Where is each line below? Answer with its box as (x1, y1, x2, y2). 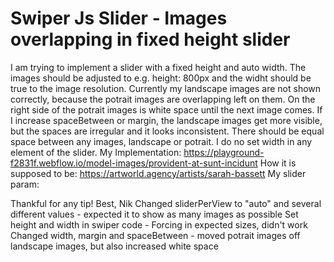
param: (10, 178, 40, 190)
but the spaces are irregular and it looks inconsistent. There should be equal (10, 125, 325, 137)
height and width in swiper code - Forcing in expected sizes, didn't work (10, 218, 308, 231)
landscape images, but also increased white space (10, 240, 219, 252)
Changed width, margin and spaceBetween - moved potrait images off (10, 229, 301, 241)
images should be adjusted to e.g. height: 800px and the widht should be (10, 72, 312, 84)
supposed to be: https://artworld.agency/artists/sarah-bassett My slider (10, 167, 307, 179)
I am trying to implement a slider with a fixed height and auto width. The (10, 61, 307, 73)
